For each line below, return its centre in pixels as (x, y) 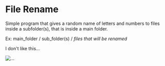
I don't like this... (23, 48)
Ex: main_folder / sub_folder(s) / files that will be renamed (66, 39)
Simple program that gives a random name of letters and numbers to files (82, 23)
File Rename (32, 9)
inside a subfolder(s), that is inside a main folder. (57, 28)
